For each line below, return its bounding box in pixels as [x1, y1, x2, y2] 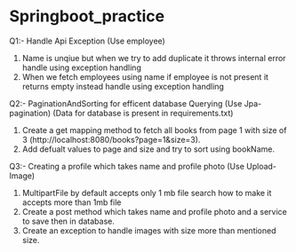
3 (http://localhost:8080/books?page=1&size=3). [21, 134, 201, 145]
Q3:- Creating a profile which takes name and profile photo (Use [9, 161, 244, 171]
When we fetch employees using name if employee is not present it [21, 71, 269, 82]
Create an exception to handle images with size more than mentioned [21, 224, 276, 236]
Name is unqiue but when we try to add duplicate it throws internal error [21, 52, 286, 63]
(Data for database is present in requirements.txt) [52, 107, 234, 118]
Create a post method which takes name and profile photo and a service [21, 206, 287, 217]
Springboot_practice [9, 6, 165, 27]
